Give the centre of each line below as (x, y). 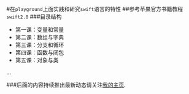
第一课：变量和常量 (40, 30)
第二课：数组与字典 (40, 37)
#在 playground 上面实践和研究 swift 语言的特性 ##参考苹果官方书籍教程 (94, 9)
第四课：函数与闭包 (40, 52)
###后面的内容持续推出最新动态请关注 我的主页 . (66, 85)
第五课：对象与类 (37, 60)
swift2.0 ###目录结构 (34, 16)
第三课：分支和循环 (40, 45)
